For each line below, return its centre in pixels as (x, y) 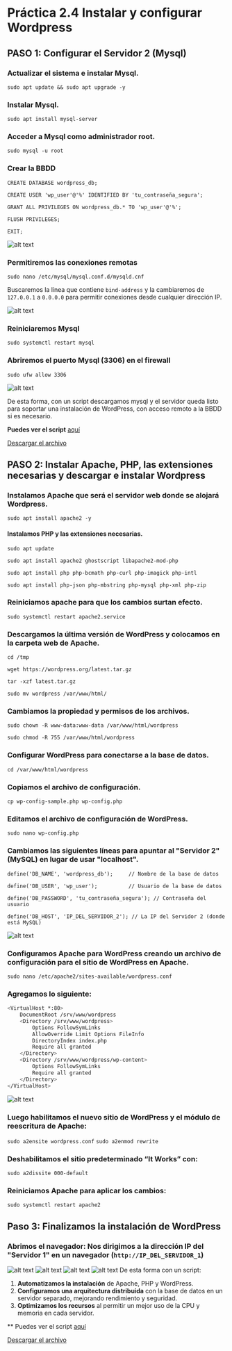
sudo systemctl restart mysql (51, 343)
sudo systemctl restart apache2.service (67, 616)
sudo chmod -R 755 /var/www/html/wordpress (71, 738)
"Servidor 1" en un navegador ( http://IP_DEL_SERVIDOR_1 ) (106, 1254)
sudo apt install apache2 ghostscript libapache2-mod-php (93, 561)
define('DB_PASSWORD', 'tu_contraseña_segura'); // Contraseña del (107, 898)
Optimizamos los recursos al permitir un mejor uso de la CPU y (108, 1306)
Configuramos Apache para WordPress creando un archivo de (114, 953)
